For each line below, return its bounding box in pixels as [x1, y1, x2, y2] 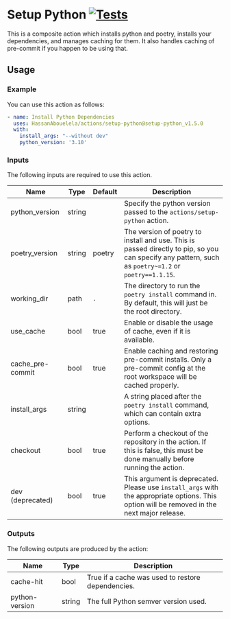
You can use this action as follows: [7, 100, 105, 108]
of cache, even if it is [124, 327, 191, 336]
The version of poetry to [124, 227, 202, 237]
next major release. [124, 509, 186, 518]
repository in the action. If [124, 437, 207, 447]
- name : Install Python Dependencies [7, 113, 115, 120]
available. [124, 335, 155, 344]
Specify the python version [124, 199, 211, 209]
